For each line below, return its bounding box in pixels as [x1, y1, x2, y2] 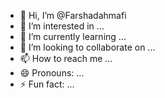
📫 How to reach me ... [19, 53, 113, 64]
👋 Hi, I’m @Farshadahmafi [19, 10, 127, 21]
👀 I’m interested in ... [19, 20, 105, 32]
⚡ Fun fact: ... [19, 78, 75, 90]
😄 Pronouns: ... [19, 67, 85, 79]
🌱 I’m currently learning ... [19, 31, 127, 42]
